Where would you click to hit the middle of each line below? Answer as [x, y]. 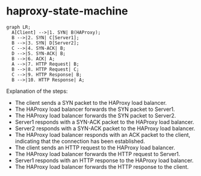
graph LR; [19, 27]
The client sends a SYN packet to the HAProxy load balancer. [91, 102]
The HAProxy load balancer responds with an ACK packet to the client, [103, 134]
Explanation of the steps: [37, 91]
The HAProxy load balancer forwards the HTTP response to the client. [102, 166]
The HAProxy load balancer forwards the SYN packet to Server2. [95, 115]
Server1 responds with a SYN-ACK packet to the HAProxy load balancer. [104, 122]
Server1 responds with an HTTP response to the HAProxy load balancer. [104, 160]
